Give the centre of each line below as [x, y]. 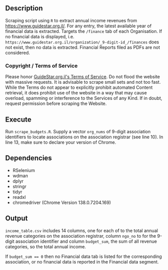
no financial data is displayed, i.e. [40, 36]
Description [24, 8]
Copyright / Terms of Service [42, 66]
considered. [18, 52]
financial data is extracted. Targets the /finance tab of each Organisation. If [84, 31]
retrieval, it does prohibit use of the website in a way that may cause [76, 93]
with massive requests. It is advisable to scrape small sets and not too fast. [83, 82]
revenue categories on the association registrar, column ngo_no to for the [81, 236]
